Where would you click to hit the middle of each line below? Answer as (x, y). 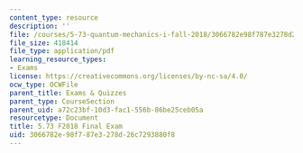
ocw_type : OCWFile (44, 85)
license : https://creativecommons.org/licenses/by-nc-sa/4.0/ (129, 76)
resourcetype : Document (54, 118)
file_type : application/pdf (62, 51)
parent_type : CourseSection (62, 101)
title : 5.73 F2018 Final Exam (66, 127)
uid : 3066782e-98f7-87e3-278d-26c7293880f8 (92, 135)
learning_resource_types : (58, 59)
